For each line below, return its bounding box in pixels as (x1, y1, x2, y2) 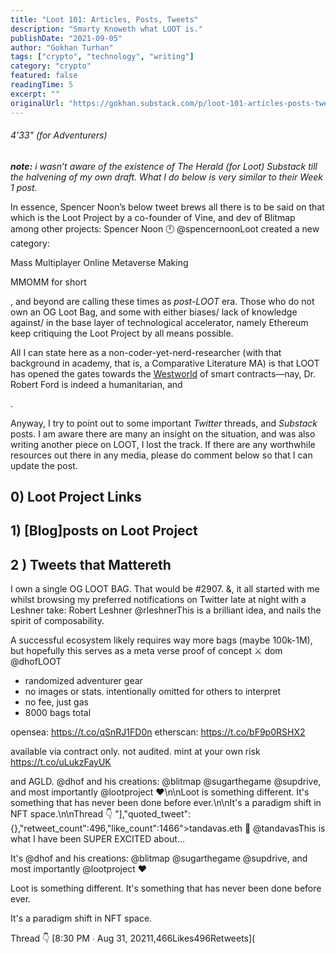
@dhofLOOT (10, 656, 62, 668)
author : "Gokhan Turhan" (10, 42, 114, 53)
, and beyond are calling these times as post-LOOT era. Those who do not (10, 295, 315, 307)
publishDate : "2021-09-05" (10, 33, 123, 43)
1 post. (10, 181, 38, 193)
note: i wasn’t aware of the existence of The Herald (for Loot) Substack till (10, 160, 318, 172)
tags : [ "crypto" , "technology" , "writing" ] (10, 52, 195, 62)
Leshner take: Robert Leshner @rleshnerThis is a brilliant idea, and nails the (10, 604, 322, 616)
